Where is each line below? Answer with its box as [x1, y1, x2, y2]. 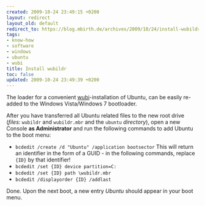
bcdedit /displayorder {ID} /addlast [15, 177, 112, 183]
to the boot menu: [6, 132, 51, 139]
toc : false [6, 71, 34, 77]
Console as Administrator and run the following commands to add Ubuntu [6, 125, 193, 132]
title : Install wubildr [6, 65, 67, 72]
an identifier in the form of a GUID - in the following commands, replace [15, 150, 195, 157]
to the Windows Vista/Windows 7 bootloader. [23, 100, 137, 107]
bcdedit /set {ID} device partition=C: [15, 164, 117, 170]
